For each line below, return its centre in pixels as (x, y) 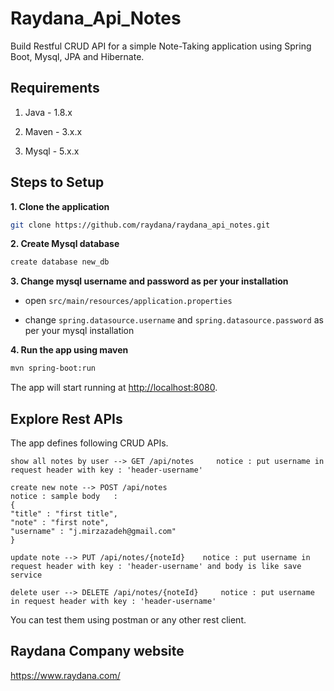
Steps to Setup (57, 182)
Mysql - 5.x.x (52, 151)
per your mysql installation (79, 331)
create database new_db (60, 262)
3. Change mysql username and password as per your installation (149, 281)
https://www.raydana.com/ (65, 675)
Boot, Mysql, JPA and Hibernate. (77, 56)
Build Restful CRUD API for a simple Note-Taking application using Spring (161, 46)
